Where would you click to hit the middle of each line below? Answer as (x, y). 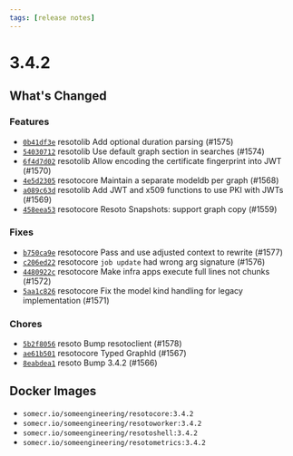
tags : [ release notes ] (52, 18)
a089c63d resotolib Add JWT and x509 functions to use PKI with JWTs (153, 189)
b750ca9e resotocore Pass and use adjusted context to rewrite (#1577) (153, 252)
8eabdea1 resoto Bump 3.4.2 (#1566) (90, 363)
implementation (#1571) (66, 300)
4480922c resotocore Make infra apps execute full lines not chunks (146, 271)
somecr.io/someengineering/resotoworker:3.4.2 (112, 423)
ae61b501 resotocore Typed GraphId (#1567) (105, 354)
